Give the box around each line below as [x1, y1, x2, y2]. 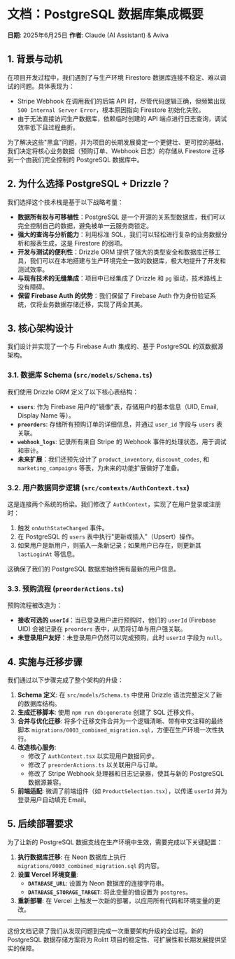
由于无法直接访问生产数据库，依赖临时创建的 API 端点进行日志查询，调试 [17, 114, 227, 122]
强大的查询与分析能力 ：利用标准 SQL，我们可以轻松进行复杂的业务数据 [17, 230, 222, 239]
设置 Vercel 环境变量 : [17, 870, 79, 879]
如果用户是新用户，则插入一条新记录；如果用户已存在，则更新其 [17, 541, 201, 549]
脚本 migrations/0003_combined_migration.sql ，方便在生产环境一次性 [17, 725, 218, 734]
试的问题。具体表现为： [7, 82, 75, 90]
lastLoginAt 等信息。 [17, 550, 79, 558]
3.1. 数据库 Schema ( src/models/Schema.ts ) [7, 370, 152, 380]
